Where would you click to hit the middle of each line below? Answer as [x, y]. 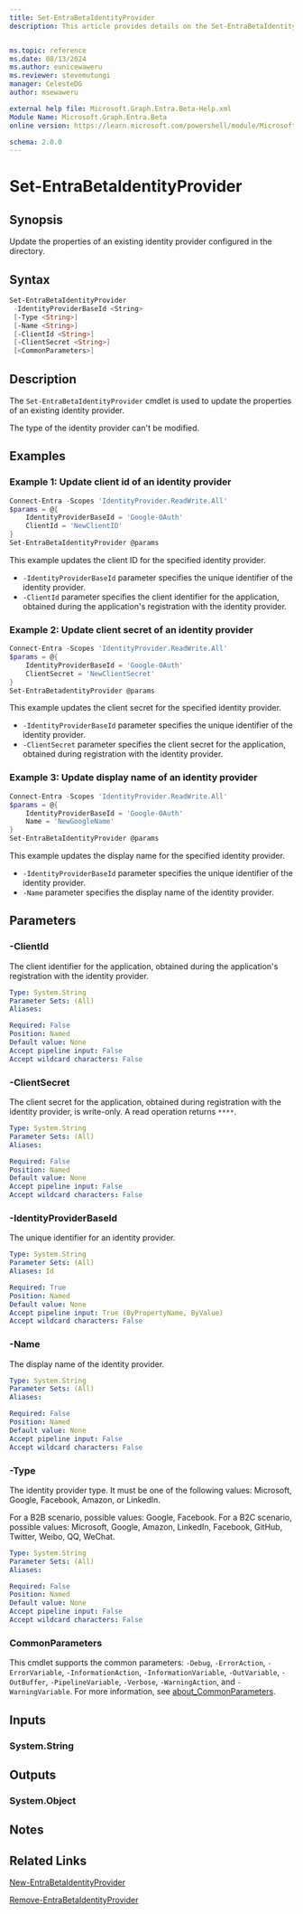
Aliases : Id [32, 1271]
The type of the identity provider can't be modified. [105, 428]
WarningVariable [40, 1692]
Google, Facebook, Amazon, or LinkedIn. [85, 1499]
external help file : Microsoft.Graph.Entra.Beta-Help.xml [120, 108]
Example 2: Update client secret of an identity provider [132, 629]
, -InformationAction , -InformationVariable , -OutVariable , [171, 1673]
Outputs [33, 1774]
